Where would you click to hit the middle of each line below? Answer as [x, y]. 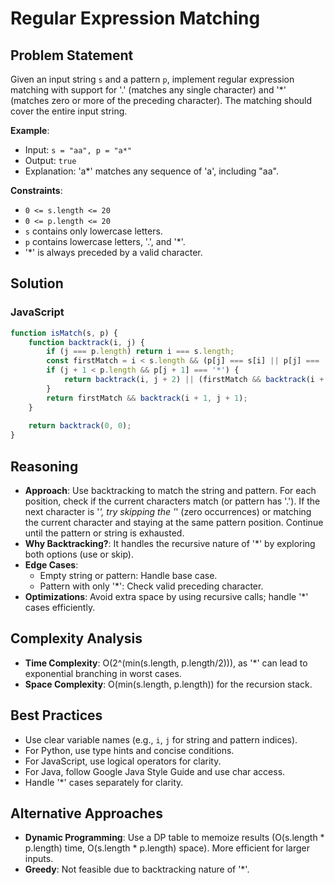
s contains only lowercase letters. [93, 231]
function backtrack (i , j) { [86, 342]
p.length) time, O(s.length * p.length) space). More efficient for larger [167, 848]
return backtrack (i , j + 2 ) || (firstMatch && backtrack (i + [194, 380]
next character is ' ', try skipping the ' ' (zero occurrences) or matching [168, 511]
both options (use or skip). [79, 554]
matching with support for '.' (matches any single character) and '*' [148, 90]
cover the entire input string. [69, 111]
